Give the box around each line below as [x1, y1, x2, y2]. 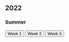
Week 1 [7, 31, 22, 36]
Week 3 [47, 31, 62, 36]
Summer [5, 19, 26, 26]
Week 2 [27, 31, 42, 36]
